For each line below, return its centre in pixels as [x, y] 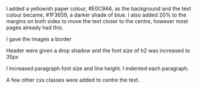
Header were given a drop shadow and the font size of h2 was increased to [98, 51]
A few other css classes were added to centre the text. [73, 80]
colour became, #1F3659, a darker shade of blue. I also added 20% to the [96, 15]
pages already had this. [35, 27]
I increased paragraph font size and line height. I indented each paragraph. [98, 68]
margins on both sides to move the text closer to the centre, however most [97, 21]
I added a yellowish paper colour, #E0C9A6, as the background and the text [99, 9]
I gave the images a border [39, 39]
